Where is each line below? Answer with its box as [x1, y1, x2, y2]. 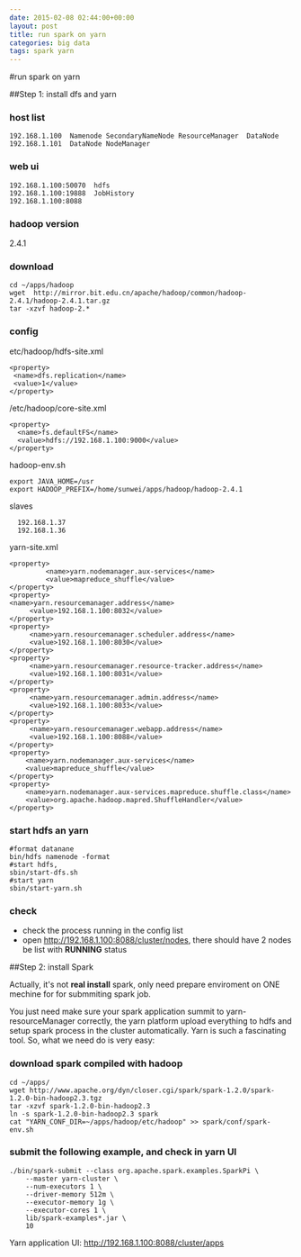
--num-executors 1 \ [25, 1181, 102, 1191]
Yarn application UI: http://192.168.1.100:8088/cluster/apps [9, 1237, 225, 1248]
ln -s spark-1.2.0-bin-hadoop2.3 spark [9, 1109, 159, 1118]
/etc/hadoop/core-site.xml [9, 402, 107, 413]
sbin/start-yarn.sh [9, 883, 83, 892]
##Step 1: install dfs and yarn [9, 89, 117, 100]
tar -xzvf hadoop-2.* [9, 304, 91, 313]
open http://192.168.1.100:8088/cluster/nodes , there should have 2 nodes [22, 935, 292, 945]
